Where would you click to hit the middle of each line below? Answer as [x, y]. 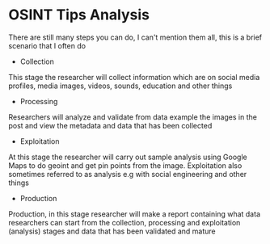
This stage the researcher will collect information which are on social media [134, 77]
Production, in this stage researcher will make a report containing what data [135, 214]
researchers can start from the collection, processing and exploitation [124, 222]
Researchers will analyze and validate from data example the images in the [133, 117]
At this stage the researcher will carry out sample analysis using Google [128, 157]
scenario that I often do [47, 45]
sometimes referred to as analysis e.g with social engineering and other [128, 174]
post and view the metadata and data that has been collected [110, 125]
